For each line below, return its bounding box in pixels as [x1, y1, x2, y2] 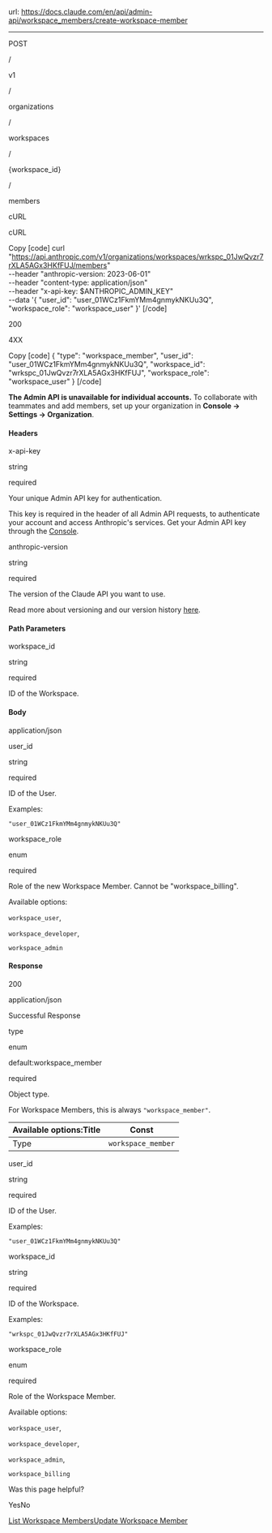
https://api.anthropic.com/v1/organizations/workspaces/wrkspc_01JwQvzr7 [11, 252, 264, 261]
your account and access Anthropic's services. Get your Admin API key [8, 518, 247, 528]
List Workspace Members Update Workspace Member [8, 1515, 189, 1525]
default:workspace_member [8, 1057, 103, 1067]
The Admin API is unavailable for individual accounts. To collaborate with [8, 393, 257, 402]
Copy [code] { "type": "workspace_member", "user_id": [8, 351, 194, 360]
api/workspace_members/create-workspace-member [8, 15, 189, 25]
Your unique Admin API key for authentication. [8, 493, 163, 503]
